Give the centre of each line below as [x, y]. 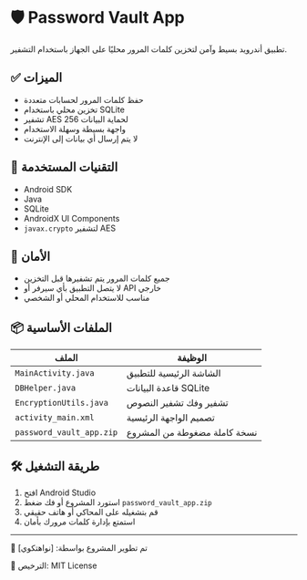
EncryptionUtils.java [61, 403]
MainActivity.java [55, 373]
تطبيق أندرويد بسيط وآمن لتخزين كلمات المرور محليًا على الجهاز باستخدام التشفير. [149, 49]
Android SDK [48, 189]
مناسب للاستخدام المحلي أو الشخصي [87, 298]
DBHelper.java [46, 388]
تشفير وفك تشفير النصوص [178, 403]
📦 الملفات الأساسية [61, 328]
